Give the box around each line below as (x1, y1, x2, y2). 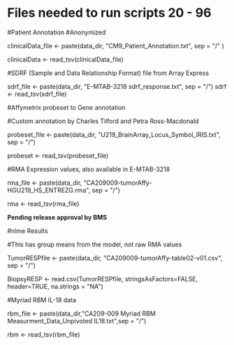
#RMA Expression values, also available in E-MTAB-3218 (7, 164, 170, 173)
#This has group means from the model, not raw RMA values (7, 240, 182, 248)
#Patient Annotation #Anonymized (7, 28, 106, 36)
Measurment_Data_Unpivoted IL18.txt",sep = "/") (7, 316, 147, 325)
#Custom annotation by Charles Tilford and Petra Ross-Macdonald (7, 117, 199, 125)
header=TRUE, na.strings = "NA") (7, 282, 103, 290)
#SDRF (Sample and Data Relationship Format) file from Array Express (7, 69, 210, 77)
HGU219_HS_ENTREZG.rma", (7, 185, 91, 194)
